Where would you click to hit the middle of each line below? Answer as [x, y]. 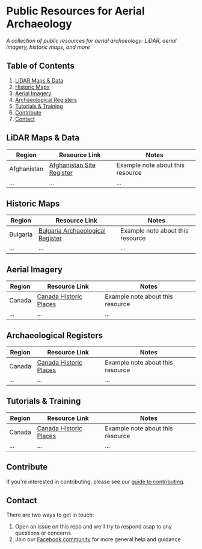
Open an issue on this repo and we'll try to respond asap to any [93, 527]
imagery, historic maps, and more [48, 47]
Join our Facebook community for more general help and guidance [98, 539]
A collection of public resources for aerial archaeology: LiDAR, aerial [91, 40]
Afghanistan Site [72, 165]
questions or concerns [43, 533]
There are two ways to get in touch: [50, 515]
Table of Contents [41, 66]
